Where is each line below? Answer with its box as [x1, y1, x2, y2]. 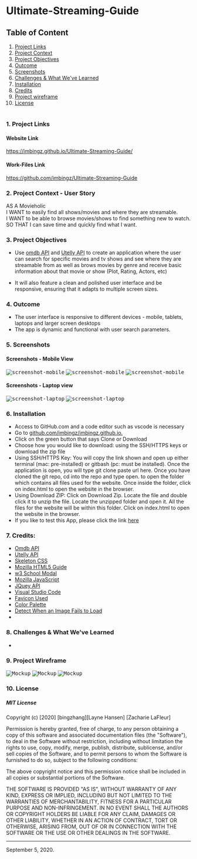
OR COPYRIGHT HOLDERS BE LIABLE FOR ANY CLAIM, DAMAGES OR [6, 810, 176, 817]
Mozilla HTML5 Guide [14, 564, 67, 571]
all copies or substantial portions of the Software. [6, 774, 125, 781]
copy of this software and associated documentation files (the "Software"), [6, 731, 188, 738]
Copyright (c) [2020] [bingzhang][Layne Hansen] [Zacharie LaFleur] [6, 714, 171, 721]
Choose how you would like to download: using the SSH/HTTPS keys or [14, 442, 188, 449]
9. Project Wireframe [6, 656, 67, 664]
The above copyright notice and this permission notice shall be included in [6, 768, 186, 775]
